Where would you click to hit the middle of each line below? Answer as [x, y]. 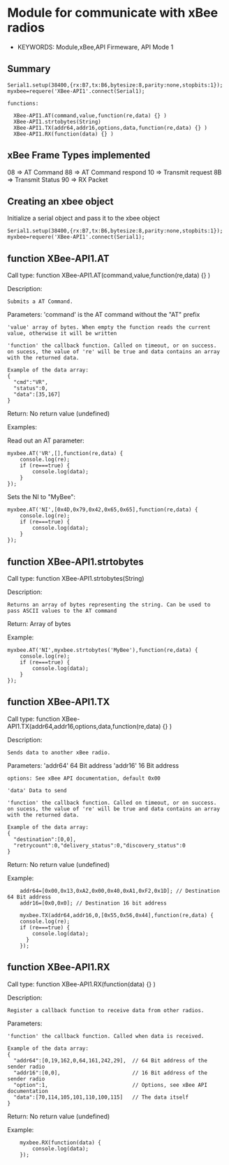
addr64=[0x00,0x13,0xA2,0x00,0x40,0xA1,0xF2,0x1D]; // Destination [120, 891]
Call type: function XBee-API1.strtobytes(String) [76, 578]
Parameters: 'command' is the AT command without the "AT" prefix [104, 315]
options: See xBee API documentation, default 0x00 [84, 778]
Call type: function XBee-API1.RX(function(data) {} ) [81, 984]
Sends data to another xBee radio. [59, 752]
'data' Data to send [37, 790]
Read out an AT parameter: [46, 440]
